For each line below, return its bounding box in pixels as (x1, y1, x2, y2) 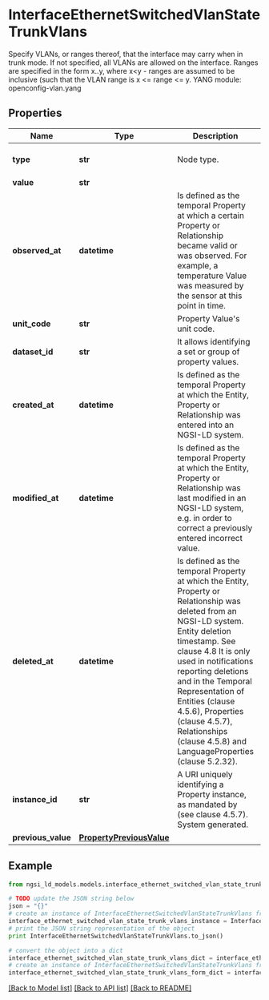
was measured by (177, 280, 244, 291)
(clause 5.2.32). (177, 756, 238, 767)
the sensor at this (177, 290, 243, 301)
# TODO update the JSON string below (8, 895, 134, 903)
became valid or (177, 240, 238, 251)
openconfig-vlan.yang (8, 83, 82, 93)
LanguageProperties (177, 745, 255, 756)
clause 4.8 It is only (177, 645, 251, 656)
